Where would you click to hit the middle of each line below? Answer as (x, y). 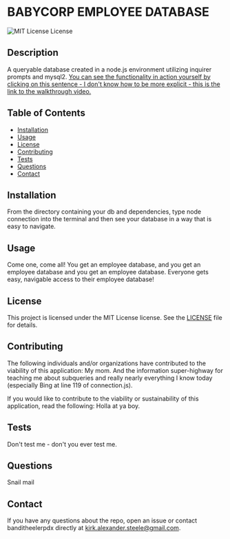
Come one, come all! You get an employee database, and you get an (104, 265)
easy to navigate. (32, 226)
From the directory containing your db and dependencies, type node (104, 212)
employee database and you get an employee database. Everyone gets (108, 272)
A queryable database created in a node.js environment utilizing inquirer (109, 69)
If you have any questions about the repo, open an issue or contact (102, 520)
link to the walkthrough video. (49, 91)
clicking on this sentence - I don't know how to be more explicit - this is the (114, 84)
